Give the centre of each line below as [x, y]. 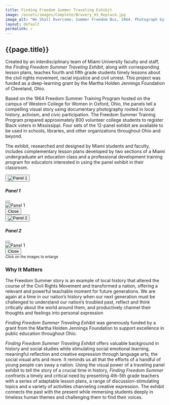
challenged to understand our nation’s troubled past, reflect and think [78, 302]
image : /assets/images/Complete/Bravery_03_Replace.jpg [65, 15]
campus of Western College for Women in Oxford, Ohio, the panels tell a [81, 104]
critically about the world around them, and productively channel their [78, 308]
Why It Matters [24, 269]
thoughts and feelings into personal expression [54, 313]
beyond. [14, 136]
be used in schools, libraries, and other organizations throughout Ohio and [83, 130]
